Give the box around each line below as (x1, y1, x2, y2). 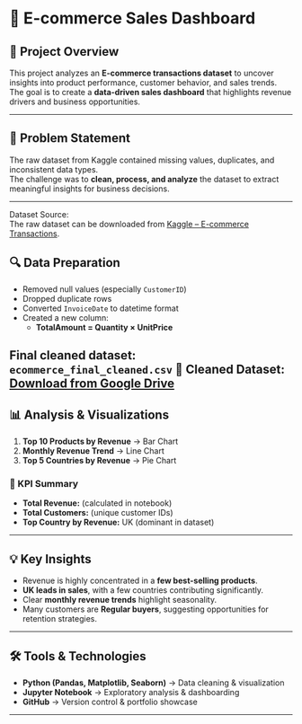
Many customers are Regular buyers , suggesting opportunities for (22, 604, 270, 614)
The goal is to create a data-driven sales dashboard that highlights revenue (9, 87, 292, 97)
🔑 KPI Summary (9, 477, 79, 490)
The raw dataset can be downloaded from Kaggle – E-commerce (9, 218, 250, 229)
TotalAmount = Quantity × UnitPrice (35, 322, 173, 332)
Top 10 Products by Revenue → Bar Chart (22, 436, 179, 446)
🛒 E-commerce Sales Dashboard (9, 8, 256, 29)
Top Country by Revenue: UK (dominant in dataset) (22, 517, 215, 528)
